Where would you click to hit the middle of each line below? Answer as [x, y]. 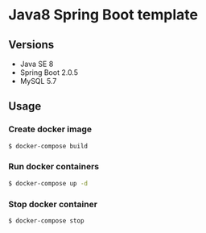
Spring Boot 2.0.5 [49, 73]
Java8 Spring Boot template [103, 15]
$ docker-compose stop [46, 221]
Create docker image [50, 129]
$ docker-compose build [48, 146]
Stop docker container [53, 204]
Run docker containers [54, 167]
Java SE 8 [37, 64]
